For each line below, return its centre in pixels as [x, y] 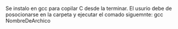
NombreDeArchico [28, 21]
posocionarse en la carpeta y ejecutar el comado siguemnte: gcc [84, 14]
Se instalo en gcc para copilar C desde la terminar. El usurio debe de [89, 8]
